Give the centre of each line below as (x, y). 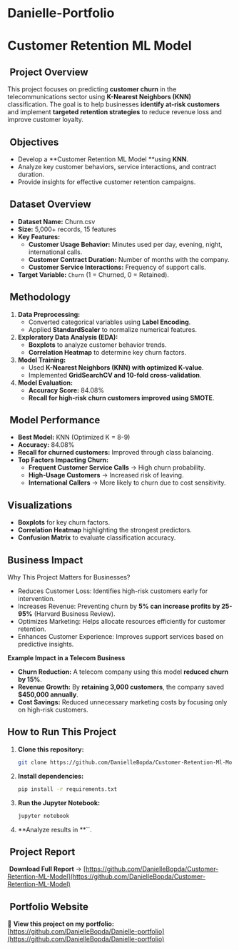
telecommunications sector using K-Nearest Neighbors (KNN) (99, 97)
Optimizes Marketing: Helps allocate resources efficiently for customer (122, 622)
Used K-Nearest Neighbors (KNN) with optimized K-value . (116, 367)
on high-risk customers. (53, 710)
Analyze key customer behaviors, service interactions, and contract (117, 167)
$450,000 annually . (48, 694)
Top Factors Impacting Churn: (63, 460)
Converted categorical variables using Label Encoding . (110, 322)
